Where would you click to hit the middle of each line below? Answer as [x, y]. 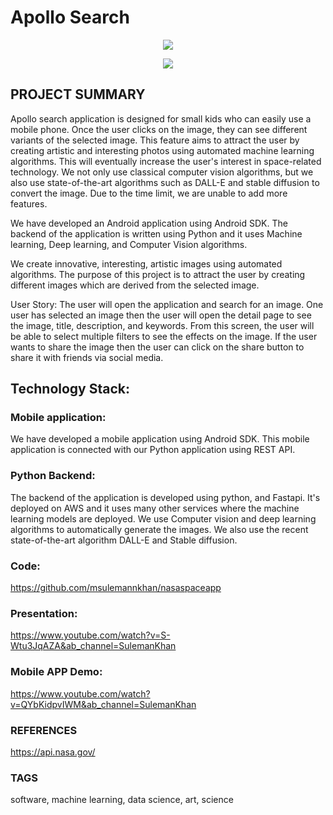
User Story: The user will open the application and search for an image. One [167, 304]
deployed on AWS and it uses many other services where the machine [155, 508]
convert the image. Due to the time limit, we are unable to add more [149, 193]
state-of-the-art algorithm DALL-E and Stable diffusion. [124, 540]
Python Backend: [53, 476]
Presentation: [44, 613]
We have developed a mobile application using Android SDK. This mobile [160, 439]
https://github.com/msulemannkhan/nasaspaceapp [116, 588]
